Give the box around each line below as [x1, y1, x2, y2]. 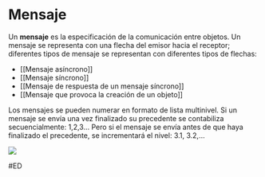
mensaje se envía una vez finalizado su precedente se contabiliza [8, 113, 224, 123]
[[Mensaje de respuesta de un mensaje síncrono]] [19, 81, 184, 91]
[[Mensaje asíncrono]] [19, 64, 93, 73]
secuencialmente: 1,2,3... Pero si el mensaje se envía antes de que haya [8, 122, 243, 132]
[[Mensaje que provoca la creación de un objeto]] [19, 89, 184, 99]
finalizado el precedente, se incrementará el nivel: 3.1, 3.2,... [8, 130, 205, 140]
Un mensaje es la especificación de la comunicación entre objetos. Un [8, 32, 241, 41]
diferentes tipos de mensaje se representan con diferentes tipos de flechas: [8, 49, 257, 58]
